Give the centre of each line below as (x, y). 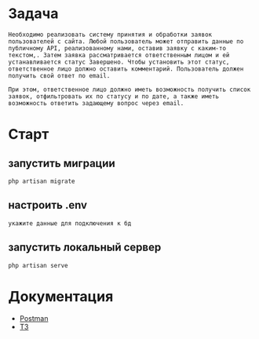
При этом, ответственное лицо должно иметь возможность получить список (129, 89)
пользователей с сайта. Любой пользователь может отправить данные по (126, 41)
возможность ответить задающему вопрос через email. (96, 103)
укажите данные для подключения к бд (70, 223)
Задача (33, 14)
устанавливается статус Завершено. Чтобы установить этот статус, (119, 62)
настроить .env (48, 205)
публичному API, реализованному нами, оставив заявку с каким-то (117, 48)
